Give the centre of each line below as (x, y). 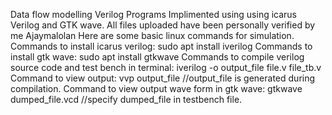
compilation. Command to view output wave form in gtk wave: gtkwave (156, 88)
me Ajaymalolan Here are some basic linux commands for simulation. (152, 35)
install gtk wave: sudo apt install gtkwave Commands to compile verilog (157, 57)
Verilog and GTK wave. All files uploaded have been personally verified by (163, 25)
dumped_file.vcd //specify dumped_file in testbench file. (126, 99)
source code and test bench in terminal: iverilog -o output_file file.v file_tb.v (166, 67)
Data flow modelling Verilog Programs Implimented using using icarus (154, 14)
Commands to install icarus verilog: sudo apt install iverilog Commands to (161, 46)
